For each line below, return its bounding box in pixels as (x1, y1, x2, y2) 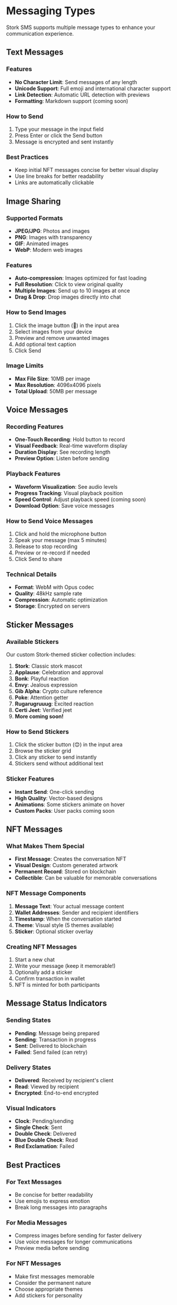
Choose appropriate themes (14, 1285, 83, 1293)
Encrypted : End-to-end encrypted (14, 1089, 99, 1096)
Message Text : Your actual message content (14, 902, 124, 910)
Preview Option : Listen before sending (14, 455, 109, 462)
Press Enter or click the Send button (14, 132, 103, 139)
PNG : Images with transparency (14, 233, 93, 241)
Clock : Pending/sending (14, 1118, 74, 1125)
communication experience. (6, 30, 74, 37)
